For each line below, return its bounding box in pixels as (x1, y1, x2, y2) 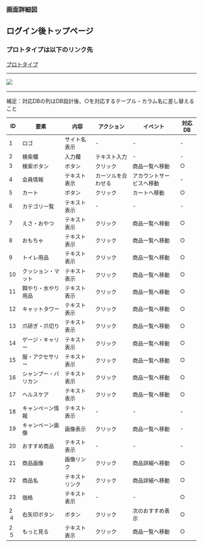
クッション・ (22, 267, 54, 274)
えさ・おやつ (22, 219, 54, 227)
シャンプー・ (22, 370, 54, 377)
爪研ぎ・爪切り (22, 322, 60, 330)
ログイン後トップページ (6, 26, 94, 36)
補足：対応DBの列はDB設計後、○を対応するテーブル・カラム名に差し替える (6, 97, 195, 104)
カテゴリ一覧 (22, 202, 54, 210)
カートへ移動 (132, 189, 165, 196)
